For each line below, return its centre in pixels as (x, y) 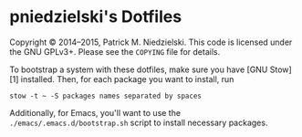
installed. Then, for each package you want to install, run (127, 79)
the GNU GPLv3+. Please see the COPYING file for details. (115, 51)
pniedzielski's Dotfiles (96, 17)
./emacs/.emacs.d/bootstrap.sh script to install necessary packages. (139, 122)
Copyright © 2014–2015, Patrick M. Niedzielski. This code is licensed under (151, 42)
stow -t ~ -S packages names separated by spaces (106, 96)
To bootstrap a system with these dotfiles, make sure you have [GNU (139, 69)
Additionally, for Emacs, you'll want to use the (95, 112)
